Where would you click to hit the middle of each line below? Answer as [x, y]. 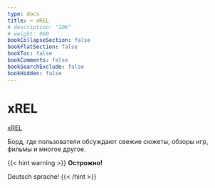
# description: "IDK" [40, 27]
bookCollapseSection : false [49, 40]
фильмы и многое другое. [47, 149]
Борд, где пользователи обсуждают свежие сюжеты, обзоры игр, [108, 142]
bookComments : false [38, 60]
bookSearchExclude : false [46, 67]
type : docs [23, 14]
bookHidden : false [35, 73]
